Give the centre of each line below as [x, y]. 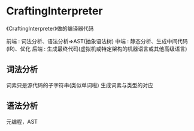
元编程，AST [22, 121]
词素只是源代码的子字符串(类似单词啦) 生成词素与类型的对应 [80, 85]
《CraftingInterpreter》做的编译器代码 [50, 28]
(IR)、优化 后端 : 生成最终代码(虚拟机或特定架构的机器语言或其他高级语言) [97, 49]
